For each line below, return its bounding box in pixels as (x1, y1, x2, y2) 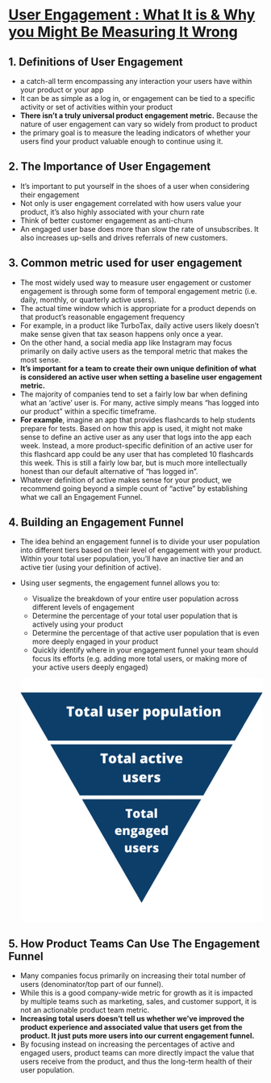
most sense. (19, 355, 61, 364)
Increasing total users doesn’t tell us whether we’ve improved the (19, 1014, 244, 1023)
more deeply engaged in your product (31, 636, 159, 647)
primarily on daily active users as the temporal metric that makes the (19, 346, 248, 356)
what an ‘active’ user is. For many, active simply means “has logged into (19, 397, 260, 407)
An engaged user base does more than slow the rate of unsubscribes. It (19, 224, 260, 233)
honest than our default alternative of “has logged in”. (19, 466, 198, 476)
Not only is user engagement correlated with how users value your (19, 198, 242, 208)
